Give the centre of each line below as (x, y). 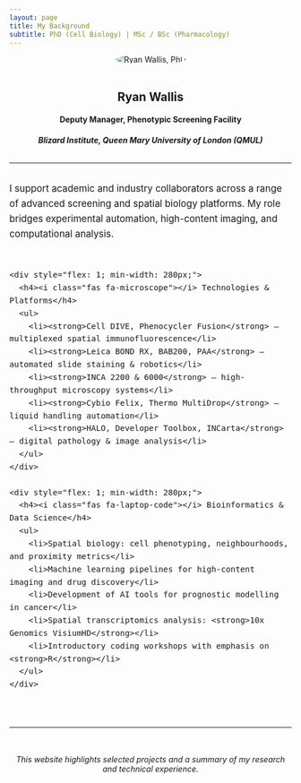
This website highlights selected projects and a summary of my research (150, 759)
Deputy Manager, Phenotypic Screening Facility (150, 120)
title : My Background (50, 26)
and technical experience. (150, 769)
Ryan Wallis (150, 96)
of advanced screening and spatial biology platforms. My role (145, 203)
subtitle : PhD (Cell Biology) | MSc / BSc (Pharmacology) (120, 34)
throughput (34, 390)
